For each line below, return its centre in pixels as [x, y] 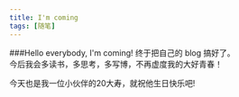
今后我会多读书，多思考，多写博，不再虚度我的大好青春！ [116, 64]
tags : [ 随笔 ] [32, 26]
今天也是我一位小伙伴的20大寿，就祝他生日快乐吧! [102, 83]
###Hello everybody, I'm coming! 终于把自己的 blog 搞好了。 [123, 53]
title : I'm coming [44, 18]
